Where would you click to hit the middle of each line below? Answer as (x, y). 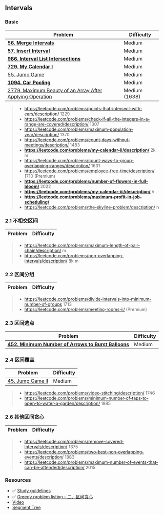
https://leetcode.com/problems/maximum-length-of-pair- (82, 245)
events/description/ (44, 457)
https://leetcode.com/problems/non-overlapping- (74, 255)
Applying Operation (30, 96)
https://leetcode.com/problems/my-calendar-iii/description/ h (89, 191)
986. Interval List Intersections (44, 59)
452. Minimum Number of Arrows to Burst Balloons (68, 344)
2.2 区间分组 (20, 274)
